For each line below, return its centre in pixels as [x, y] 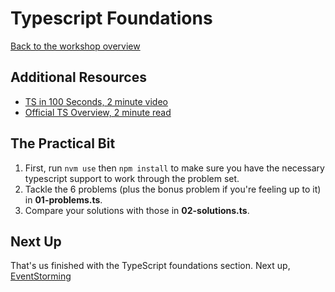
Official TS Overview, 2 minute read [98, 112]
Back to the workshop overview [75, 46]
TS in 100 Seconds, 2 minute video [96, 101]
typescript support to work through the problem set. [132, 178]
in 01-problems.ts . [63, 199]
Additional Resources [78, 77]
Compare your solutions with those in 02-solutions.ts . [137, 210]
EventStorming [41, 276]
